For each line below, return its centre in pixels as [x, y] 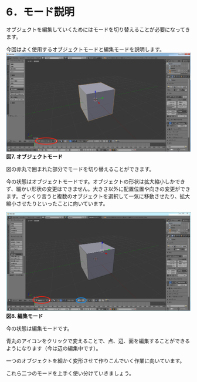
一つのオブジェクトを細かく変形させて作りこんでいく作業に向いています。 [96, 361]
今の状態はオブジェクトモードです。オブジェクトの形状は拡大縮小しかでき [96, 182]
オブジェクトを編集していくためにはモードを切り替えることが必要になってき [98, 29]
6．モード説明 [40, 12]
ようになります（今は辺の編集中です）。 [54, 349]
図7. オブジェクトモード [34, 157]
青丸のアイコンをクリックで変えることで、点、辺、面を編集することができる [98, 341]
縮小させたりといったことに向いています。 [57, 204]
